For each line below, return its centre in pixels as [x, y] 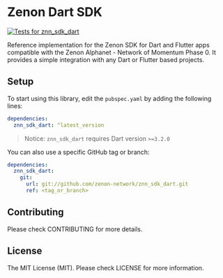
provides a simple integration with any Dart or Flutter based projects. [106, 59]
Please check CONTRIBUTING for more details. [75, 229]
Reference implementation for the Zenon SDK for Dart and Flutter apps [109, 45]
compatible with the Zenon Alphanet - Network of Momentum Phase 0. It [111, 52]
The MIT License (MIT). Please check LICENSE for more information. [106, 268]
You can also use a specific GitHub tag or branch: [78, 152]
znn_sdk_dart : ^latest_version [59, 125]
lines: [15, 106]
